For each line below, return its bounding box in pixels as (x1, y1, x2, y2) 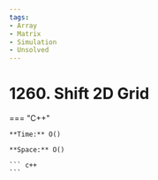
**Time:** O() (9, 130, 62, 139)
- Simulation (9, 37, 57, 47)
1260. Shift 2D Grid (9, 84, 150, 104)
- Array (9, 21, 38, 30)
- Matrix (9, 29, 41, 38)
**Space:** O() (9, 146, 65, 154)
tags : (9, 12, 29, 22)
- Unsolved (9, 46, 49, 55)
